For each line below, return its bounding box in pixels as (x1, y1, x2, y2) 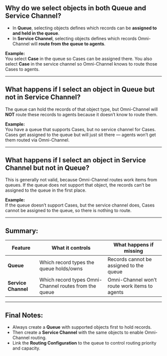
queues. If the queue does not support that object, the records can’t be (5, 182, 151, 188)
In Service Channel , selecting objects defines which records (12, 35, 137, 41)
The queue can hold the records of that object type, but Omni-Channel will (5, 106, 158, 112)
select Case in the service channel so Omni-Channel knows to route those (5, 61, 158, 67)
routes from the (60, 283, 96, 289)
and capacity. (12, 345, 41, 352)
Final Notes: (5, 311, 43, 319)
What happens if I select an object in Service (5, 156, 146, 164)
